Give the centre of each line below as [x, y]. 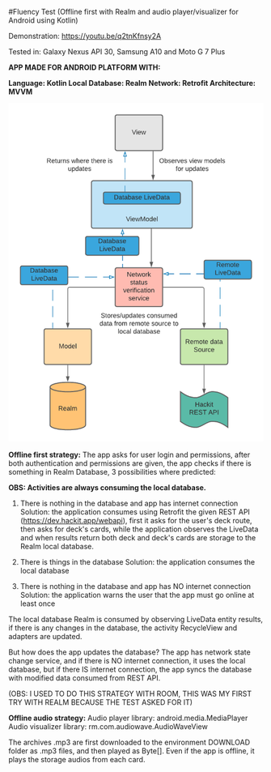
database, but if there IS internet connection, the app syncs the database [130, 669]
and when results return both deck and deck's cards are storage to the [138, 537]
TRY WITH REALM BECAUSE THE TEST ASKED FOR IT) [100, 702]
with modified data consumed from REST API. [85, 678]
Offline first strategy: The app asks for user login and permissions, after [129, 454]
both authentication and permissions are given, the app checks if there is [130, 463]
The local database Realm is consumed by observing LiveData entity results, [136, 619]
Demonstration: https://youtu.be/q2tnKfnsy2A [85, 36]
